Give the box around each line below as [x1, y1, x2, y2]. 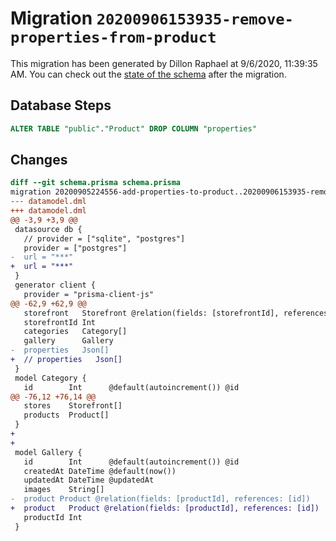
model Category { [14, 373, 87, 383]
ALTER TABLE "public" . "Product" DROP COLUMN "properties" [10, 123, 257, 134]
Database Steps [10, 97, 112, 114]
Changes [10, 152, 68, 169]
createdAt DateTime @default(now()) [23, 466, 177, 476]
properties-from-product [10, 28, 217, 47]
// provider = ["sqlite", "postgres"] [23, 233, 186, 244]
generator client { [14, 280, 97, 291]
